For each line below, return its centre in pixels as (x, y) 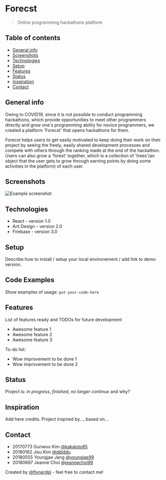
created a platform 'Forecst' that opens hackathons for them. (67, 130)
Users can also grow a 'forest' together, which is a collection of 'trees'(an (80, 155)
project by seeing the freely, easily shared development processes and (78, 145)
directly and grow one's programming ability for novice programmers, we (80, 125)
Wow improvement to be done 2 (45, 364)
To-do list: (16, 349)
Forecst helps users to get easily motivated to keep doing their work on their (83, 140)
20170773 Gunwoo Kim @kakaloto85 (50, 447)
